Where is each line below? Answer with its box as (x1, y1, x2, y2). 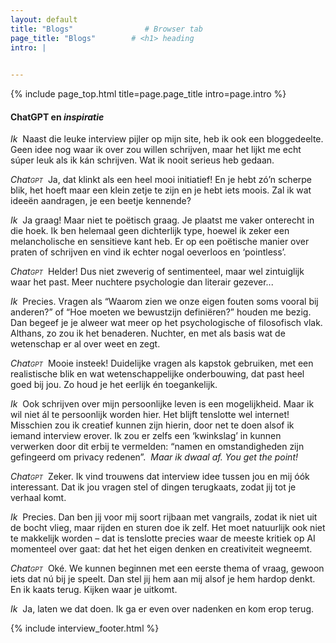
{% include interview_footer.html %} (10, 622, 160, 635)
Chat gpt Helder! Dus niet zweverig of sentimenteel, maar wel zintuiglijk (10, 266, 305, 278)
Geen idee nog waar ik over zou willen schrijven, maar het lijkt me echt (10, 144, 302, 156)
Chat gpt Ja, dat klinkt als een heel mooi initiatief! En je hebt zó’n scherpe (10, 174, 313, 186)
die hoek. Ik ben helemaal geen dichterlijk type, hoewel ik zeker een (10, 225, 290, 237)
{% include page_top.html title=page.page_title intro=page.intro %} (10, 88, 287, 100)
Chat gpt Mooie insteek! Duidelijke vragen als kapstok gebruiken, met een (10, 357, 314, 370)
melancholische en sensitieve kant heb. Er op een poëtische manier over (10, 236, 310, 248)
